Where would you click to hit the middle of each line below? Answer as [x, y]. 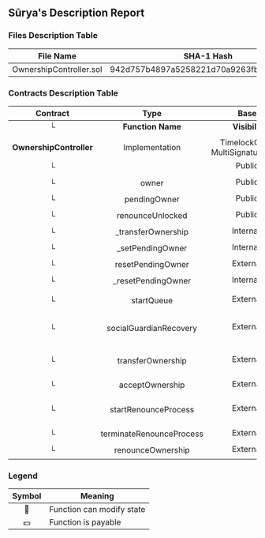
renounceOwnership [152, 450]
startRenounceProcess [152, 409]
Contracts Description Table [63, 92]
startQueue [152, 300]
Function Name [152, 126]
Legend [23, 476]
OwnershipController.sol [57, 69]
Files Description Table [53, 36]
